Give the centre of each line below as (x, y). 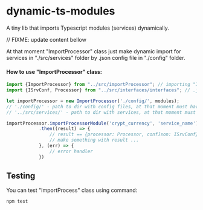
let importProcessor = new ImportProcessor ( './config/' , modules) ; (93, 101)
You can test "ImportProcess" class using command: (72, 190)
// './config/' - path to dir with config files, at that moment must (97, 107)
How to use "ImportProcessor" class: (54, 71)
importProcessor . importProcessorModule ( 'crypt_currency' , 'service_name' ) (102, 123)
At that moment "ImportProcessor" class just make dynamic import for (94, 51)
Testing (21, 176)
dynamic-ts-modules (61, 11)
